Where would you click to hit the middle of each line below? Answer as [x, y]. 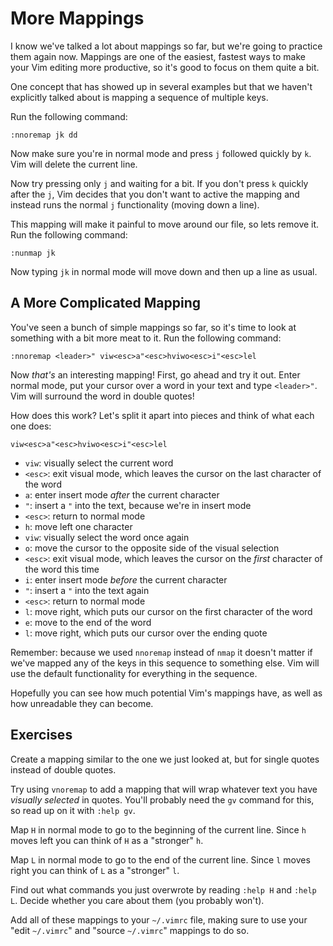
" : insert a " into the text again [87, 590]
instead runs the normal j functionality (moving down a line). [135, 204]
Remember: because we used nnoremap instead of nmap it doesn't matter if [161, 652]
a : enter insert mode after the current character [122, 494]
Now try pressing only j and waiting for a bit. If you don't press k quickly [159, 183]
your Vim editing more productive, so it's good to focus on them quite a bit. [165, 67]
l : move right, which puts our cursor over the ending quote [146, 633]
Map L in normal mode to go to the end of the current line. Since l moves [160, 859]
